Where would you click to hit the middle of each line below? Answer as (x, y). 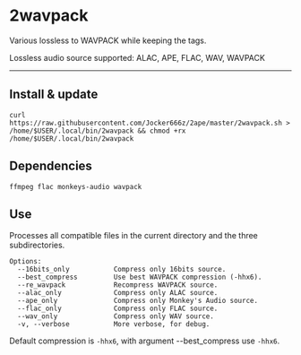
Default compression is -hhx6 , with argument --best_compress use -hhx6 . (145, 341)
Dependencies (51, 166)
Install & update (54, 95)
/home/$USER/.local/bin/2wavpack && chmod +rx (98, 131)
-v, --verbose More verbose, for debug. (114, 325)
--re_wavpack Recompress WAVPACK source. (118, 285)
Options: (26, 262)
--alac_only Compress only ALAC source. (118, 293)
